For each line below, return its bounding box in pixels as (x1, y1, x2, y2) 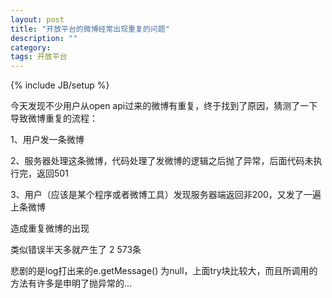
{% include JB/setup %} (10, 79, 110, 91)
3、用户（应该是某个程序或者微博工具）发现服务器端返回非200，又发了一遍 (10, 189, 322, 201)
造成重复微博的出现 (10, 222, 90, 235)
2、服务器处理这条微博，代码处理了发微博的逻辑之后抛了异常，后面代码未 (10, 155, 314, 167)
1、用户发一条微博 (10, 134, 85, 146)
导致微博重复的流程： (10, 112, 98, 125)
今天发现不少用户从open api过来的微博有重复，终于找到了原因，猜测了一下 (10, 100, 318, 112)
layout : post (10, 14, 65, 25)
